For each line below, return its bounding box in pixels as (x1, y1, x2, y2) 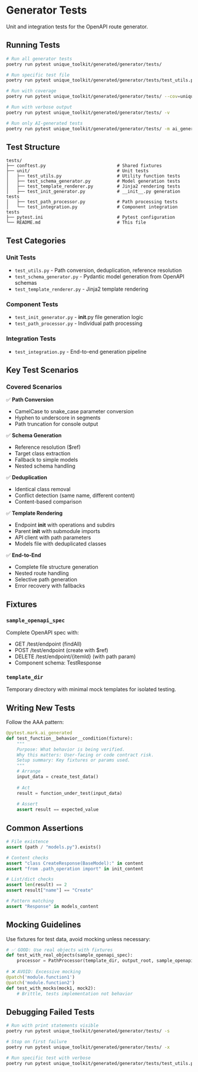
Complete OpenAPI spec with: (6, 629, 80, 636)
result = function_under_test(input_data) (16, 790, 123, 796)
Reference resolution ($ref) (14, 443, 81, 451)
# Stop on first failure (6, 1039, 67, 1045)
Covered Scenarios (6, 383, 62, 391)
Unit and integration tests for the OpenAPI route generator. (6, 23, 148, 30)
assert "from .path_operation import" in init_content (6, 866, 144, 872)
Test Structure (6, 142, 61, 152)
